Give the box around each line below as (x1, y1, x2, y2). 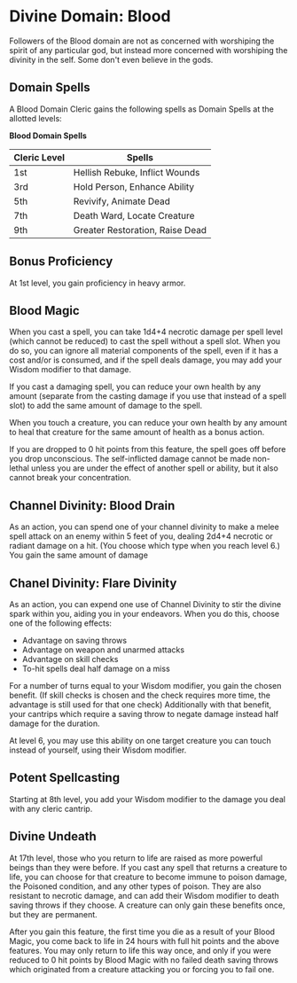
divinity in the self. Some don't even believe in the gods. (9, 54, 214, 65)
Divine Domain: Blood (9, 6, 171, 27)
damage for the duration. (9, 718, 100, 729)
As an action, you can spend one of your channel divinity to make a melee (9, 521, 279, 533)
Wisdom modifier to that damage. (9, 364, 131, 375)
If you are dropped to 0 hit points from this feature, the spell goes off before (9, 444, 286, 455)
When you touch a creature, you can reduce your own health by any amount (9, 417, 288, 428)
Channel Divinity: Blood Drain (9, 498, 176, 513)
